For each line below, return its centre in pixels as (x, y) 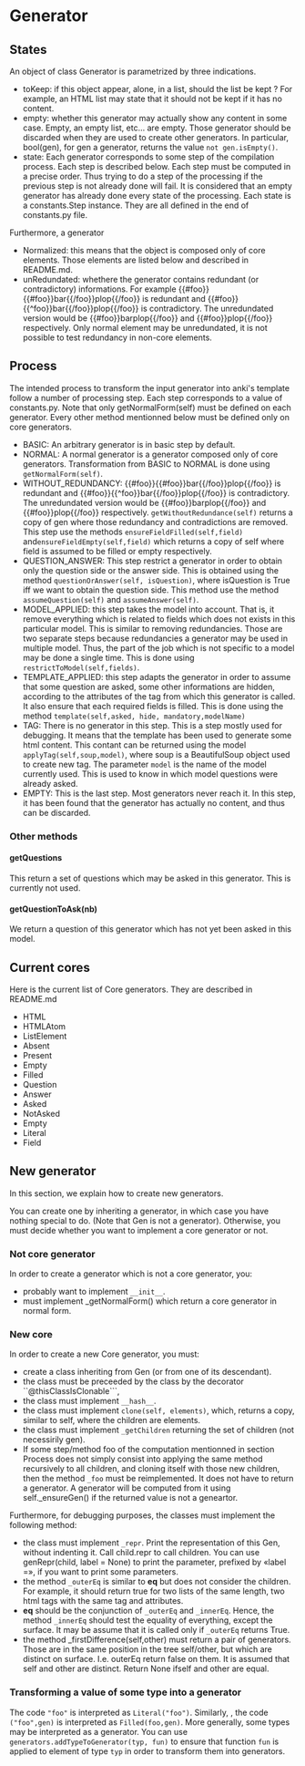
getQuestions (36, 858)
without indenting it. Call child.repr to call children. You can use (141, 1553)
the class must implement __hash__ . (89, 1401)
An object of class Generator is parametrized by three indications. (133, 71)
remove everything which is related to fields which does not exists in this (159, 619)
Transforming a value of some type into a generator (126, 1692)
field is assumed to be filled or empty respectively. (117, 551)
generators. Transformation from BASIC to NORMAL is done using (146, 464)
